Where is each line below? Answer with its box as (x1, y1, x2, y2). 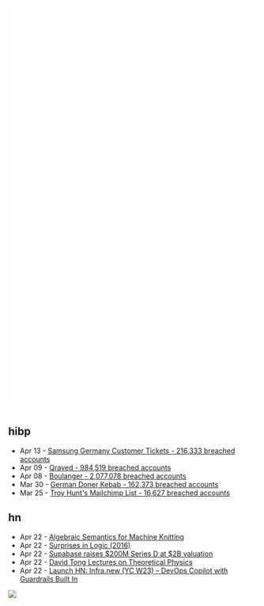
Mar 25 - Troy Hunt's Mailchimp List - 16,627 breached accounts (19, 488, 231, 497)
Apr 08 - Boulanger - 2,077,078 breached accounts (19, 471, 187, 481)
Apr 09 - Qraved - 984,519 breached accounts (19, 463, 172, 472)
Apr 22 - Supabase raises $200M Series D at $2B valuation (19, 549, 213, 558)
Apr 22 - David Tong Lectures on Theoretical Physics (19, 557, 193, 566)
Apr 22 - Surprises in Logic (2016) (19, 540, 131, 550)
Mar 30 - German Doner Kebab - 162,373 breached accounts (19, 479, 219, 489)
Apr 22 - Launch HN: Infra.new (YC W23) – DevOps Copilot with (19, 566, 228, 575)
